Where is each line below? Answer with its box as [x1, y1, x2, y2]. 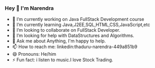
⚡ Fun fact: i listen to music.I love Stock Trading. [12, 57, 113, 63]
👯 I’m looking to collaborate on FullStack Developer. [12, 27, 121, 33]
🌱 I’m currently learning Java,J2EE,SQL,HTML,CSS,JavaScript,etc [12, 21, 150, 28]
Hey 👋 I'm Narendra [5, 5, 54, 12]
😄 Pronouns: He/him [12, 51, 57, 57]
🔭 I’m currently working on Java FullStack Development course [12, 16, 144, 22]
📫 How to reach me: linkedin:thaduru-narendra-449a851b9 [12, 43, 138, 50]
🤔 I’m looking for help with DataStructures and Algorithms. [12, 33, 135, 39]
